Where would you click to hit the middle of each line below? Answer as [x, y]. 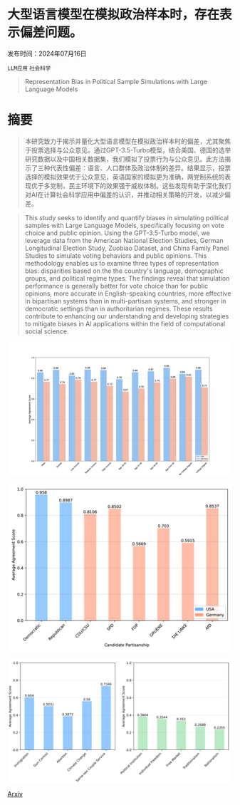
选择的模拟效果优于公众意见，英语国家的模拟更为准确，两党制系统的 [125, 177]
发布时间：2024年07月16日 [47, 53]
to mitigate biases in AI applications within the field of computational [125, 323]
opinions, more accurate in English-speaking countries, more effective [128, 294]
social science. [47, 331]
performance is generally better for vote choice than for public [116, 286]
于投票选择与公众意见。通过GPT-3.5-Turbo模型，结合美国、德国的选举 [128, 150]
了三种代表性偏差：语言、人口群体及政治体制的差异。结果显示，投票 [131, 167]
